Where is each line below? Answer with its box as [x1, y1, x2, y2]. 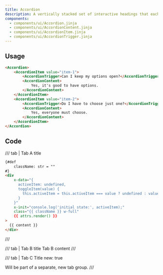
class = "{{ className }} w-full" [14, 209, 79, 214]
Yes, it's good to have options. [31, 83, 98, 88]
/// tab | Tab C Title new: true [5, 255, 63, 260]
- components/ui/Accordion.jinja [9, 20, 77, 26]
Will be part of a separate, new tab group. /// [5, 264, 94, 270]
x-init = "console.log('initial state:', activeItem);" [14, 205, 125, 209]
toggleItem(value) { [17, 187, 60, 191]
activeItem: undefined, [17, 182, 66, 187]
